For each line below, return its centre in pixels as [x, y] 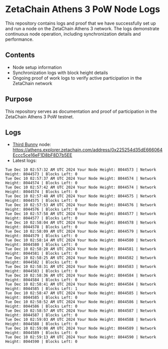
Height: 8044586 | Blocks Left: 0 [41, 306]
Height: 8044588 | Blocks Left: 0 [41, 324]
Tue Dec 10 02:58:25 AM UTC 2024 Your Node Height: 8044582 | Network [81, 258]
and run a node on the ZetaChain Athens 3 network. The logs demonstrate [82, 28]
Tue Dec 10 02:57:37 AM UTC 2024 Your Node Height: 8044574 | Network [81, 179]
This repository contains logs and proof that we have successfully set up [80, 23]
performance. [19, 39]
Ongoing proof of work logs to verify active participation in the [77, 78]
